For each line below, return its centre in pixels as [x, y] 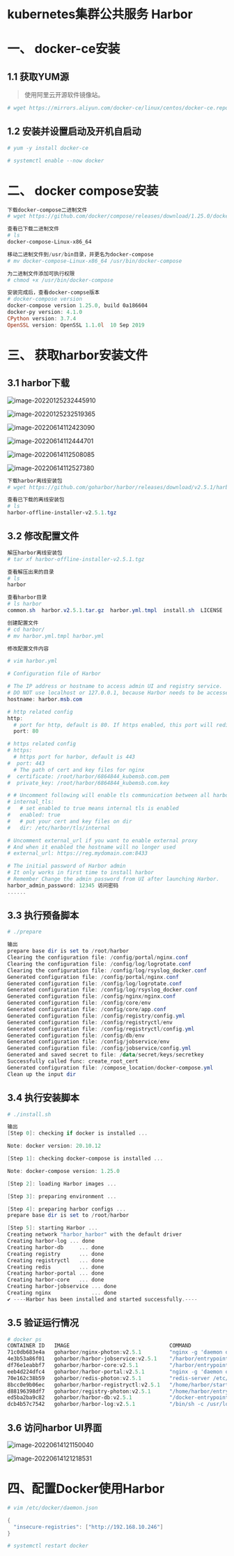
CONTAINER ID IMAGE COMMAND [99, 1346]
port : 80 [26, 731]
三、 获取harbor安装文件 [78, 355]
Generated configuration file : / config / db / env [76, 1035]
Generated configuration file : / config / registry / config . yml [96, 1016]
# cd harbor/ [26, 629]
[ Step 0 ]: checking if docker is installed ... [78, 1134]
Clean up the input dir [42, 1074]
